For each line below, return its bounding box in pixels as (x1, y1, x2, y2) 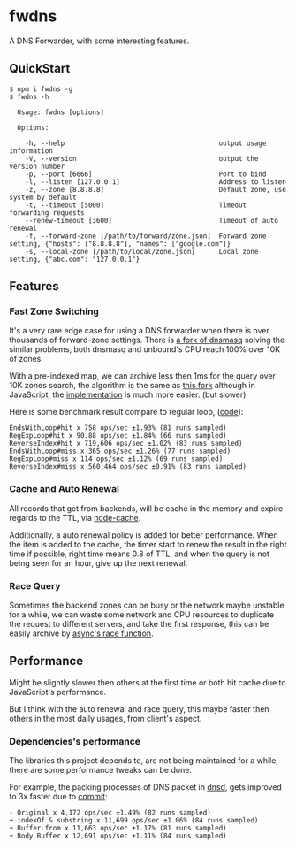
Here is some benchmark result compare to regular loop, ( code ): (9, 407, 244, 417)
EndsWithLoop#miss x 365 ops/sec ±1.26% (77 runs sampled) (9, 447, 231, 456)
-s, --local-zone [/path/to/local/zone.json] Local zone (25, 247, 259, 256)
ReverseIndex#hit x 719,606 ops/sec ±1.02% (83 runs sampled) (9, 440, 243, 448)
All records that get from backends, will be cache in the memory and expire (9, 502, 284, 514)
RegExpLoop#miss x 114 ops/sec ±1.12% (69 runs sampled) (9, 455, 224, 463)
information (9, 146, 53, 156)
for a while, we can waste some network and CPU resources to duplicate (9, 609, 275, 620)
